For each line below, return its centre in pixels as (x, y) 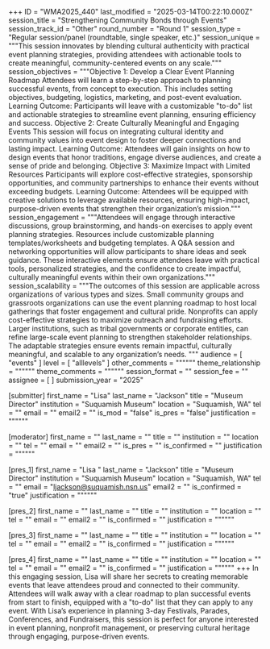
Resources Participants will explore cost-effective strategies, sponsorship (131, 174)
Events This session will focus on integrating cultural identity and (116, 131)
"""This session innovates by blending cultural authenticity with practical (129, 46)
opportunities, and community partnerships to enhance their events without (134, 183)
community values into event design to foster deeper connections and (125, 140)
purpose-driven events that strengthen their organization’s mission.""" (125, 208)
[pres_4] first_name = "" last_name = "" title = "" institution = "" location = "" (135, 559)
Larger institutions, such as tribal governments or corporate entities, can (128, 329)
